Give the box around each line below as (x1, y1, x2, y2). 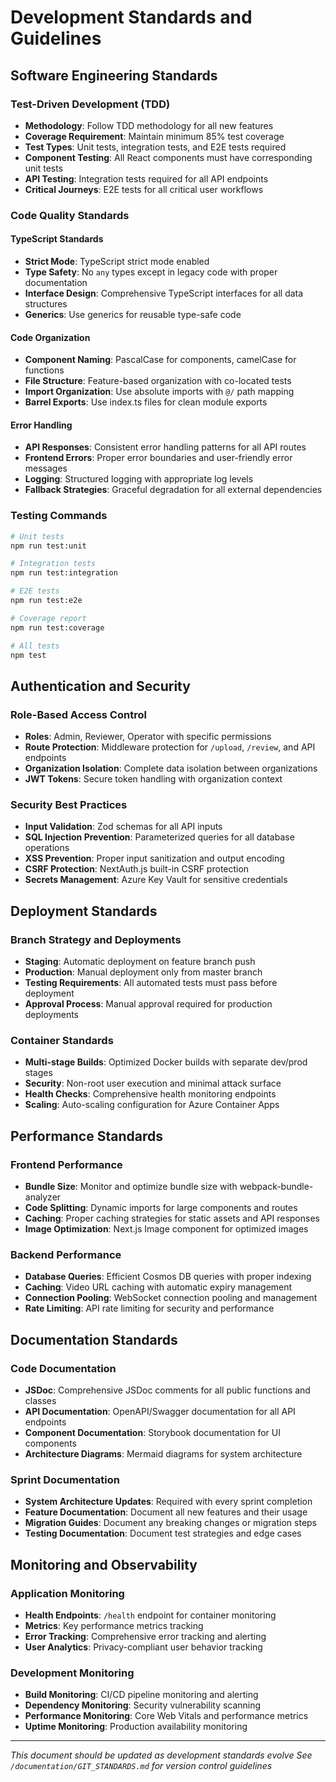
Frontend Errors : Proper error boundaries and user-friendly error (24, 452, 293, 464)
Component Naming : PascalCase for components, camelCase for (24, 354, 297, 366)
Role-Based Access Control (10, 707, 147, 721)
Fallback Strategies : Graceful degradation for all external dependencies (24, 484, 323, 496)
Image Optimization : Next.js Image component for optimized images (24, 1223, 309, 1235)
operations (24, 842, 70, 854)
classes (24, 1395, 57, 1407)
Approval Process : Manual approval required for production (24, 998, 273, 1010)
